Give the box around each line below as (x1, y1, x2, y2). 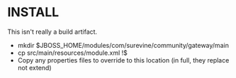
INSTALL (7, 4, 60, 20)
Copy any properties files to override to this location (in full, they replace (17, 56, 230, 64)
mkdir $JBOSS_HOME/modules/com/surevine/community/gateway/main (17, 41, 229, 49)
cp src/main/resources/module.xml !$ (17, 48, 128, 57)
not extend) (17, 63, 52, 72)
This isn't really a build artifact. (7, 27, 98, 36)
